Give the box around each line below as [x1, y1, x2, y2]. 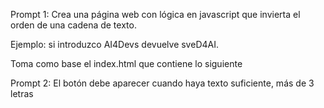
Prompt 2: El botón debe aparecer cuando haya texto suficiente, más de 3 [10, 77, 315, 89]
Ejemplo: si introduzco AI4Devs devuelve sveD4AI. [10, 39, 219, 50]
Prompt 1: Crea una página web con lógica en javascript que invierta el [10, 9, 301, 20]
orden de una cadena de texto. [10, 19, 137, 31]
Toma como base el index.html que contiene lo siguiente [10, 58, 243, 69]
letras [10, 88, 34, 99]
